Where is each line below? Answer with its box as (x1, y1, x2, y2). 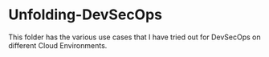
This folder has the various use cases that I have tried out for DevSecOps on (8, 32, 261, 42)
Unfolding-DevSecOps (8, 6, 163, 24)
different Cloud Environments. (8, 40, 108, 50)
